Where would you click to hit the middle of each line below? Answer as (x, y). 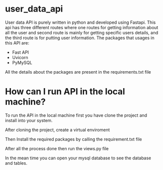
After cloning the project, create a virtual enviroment (58, 130)
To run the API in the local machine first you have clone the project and (76, 115)
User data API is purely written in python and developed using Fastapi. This (80, 22)
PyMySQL (22, 62)
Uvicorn (20, 57)
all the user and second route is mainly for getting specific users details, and (81, 32)
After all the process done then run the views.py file (57, 148)
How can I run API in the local (65, 92)
